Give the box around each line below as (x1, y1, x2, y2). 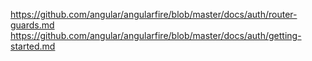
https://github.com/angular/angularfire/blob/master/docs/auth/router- (10, 9, 298, 20)
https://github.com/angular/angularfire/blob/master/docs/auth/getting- (10, 30, 302, 41)
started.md (10, 40, 56, 52)
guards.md (10, 19, 55, 31)
